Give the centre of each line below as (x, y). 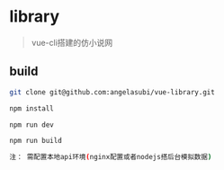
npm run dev (31, 125)
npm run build (36, 141)
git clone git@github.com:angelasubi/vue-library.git (112, 92)
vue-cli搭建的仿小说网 (72, 42)
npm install (31, 108)
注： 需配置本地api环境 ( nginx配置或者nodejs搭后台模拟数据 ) (111, 157)
